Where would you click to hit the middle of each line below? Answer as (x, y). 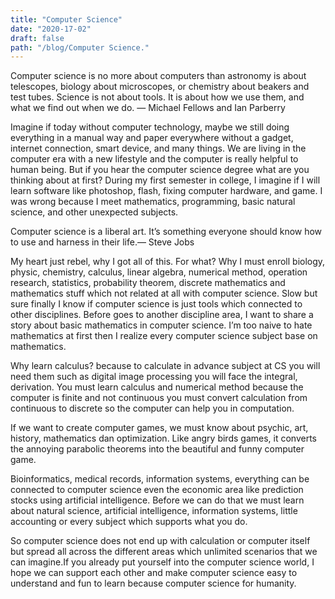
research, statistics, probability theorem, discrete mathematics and (148, 283)
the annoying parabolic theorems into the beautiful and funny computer (157, 449)
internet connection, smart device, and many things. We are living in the (158, 148)
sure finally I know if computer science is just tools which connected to (156, 304)
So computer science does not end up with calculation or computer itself (160, 541)
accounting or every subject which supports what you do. (129, 522)
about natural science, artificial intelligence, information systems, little (154, 511)
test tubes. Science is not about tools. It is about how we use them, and (157, 97)
